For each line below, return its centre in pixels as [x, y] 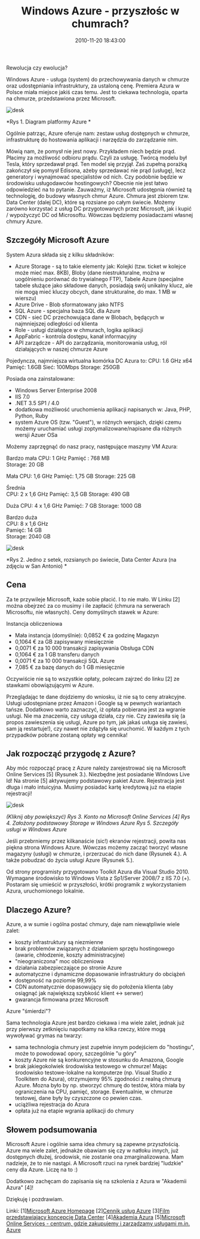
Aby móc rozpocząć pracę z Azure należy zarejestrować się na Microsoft [96, 768]
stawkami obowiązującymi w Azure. [50, 685]
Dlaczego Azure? [39, 910]
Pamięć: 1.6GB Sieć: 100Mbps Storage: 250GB [63, 367]
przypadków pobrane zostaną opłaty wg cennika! [67, 735]
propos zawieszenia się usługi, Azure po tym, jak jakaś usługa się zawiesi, [97, 722]
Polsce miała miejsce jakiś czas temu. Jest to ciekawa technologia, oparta [97, 92]
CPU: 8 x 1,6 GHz [27, 523]
